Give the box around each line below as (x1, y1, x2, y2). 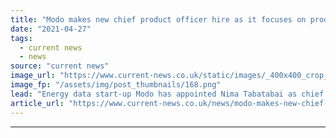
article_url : (10, 98, 65, 108)
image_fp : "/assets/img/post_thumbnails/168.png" (10, 80, 222, 90)
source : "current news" (10, 61, 110, 71)
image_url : (10, 71, 56, 81)
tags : (10, 33, 33, 43)
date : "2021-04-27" (10, 24, 92, 34)
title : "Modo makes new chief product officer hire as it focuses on (10, 14, 307, 25)
